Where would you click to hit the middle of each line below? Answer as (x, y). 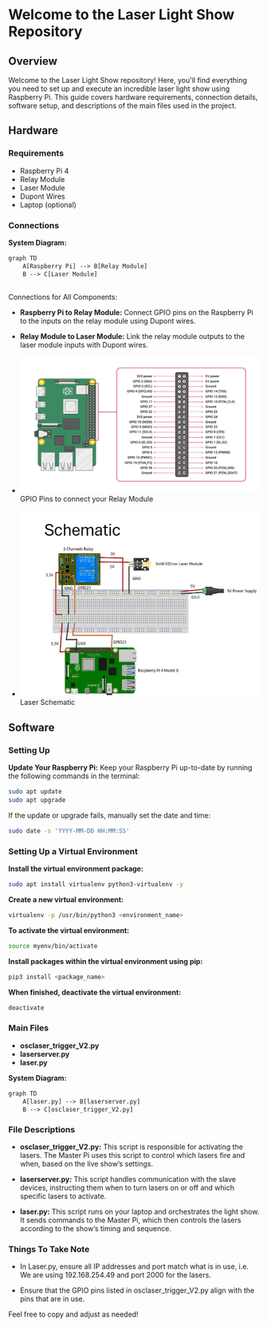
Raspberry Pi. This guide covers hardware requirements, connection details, (133, 97)
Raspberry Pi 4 (44, 171)
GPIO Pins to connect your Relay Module (86, 499)
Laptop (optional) (48, 204)
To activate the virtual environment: (69, 930)
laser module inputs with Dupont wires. (84, 345)
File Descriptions (42, 1129)
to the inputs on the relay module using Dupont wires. (108, 321)
